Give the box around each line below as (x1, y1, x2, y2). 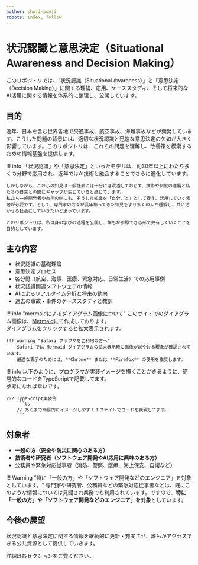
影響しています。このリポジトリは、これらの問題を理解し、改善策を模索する (6, 143, 192, 150)
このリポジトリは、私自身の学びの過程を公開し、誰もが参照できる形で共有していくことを (6, 220, 191, 226)
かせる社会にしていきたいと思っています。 (6, 208, 93, 214)
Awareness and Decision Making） (6, 56, 181, 70)
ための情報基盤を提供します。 (6, 150, 79, 157)
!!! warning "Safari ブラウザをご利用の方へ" (6, 338, 111, 344)
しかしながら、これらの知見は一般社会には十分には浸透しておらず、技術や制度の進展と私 (6, 183, 190, 189)
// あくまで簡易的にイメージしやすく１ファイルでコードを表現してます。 (17, 407, 170, 413)
